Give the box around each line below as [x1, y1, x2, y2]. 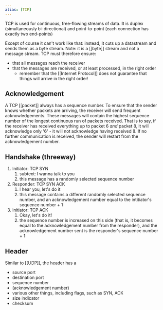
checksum [12, 300, 33, 307]
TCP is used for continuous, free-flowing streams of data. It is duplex [5, 20, 144, 26]
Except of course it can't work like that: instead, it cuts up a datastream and [5, 40, 157, 46]
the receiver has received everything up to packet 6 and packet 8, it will [5, 123, 149, 129]
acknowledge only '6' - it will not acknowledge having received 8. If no [5, 128, 147, 134]
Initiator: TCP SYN [12, 166, 49, 172]
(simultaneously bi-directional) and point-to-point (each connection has [5, 25, 149, 32]
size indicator [12, 295, 39, 301]
